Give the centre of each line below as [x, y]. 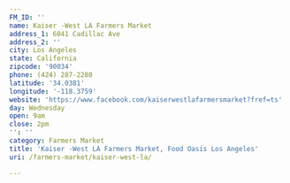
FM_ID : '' [27, 17]
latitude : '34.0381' [47, 83]
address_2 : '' [35, 42]
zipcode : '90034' [41, 67]
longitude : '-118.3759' [53, 91]
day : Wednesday [37, 108]
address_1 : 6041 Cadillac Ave [65, 34]
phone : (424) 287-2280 [51, 75]
